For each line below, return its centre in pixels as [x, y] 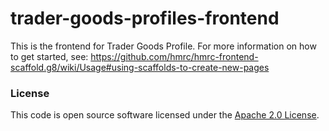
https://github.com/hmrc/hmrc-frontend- [174, 56]
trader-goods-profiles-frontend [145, 18]
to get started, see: [49, 56]
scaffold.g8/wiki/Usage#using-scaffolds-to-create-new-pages [140, 67]
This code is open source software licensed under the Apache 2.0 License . [165, 115]
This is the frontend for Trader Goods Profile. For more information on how [163, 46]
